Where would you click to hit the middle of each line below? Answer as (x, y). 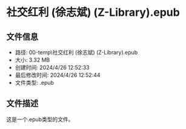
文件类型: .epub (35, 83)
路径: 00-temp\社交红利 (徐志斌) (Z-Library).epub (76, 52)
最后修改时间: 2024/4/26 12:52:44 (58, 75)
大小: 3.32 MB (32, 60)
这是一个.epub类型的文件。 (40, 119)
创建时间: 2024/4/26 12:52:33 (52, 68)
